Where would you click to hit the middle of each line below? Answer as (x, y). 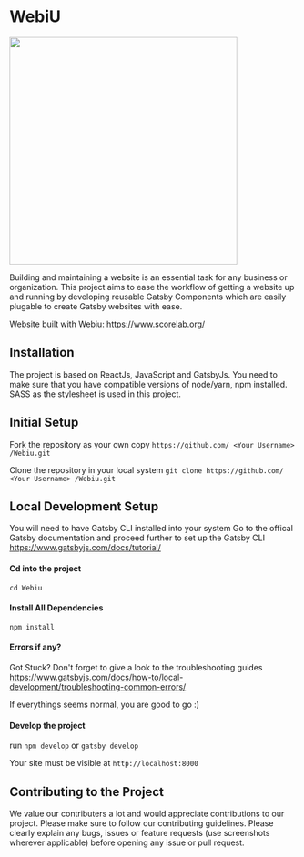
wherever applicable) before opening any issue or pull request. (127, 842)
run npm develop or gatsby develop (74, 746)
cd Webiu (26, 588)
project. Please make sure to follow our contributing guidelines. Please (142, 823)
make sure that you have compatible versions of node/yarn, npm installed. (149, 384)
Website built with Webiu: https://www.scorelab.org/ (107, 324)
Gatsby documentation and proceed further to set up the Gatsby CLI (137, 538)
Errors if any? (35, 647)
